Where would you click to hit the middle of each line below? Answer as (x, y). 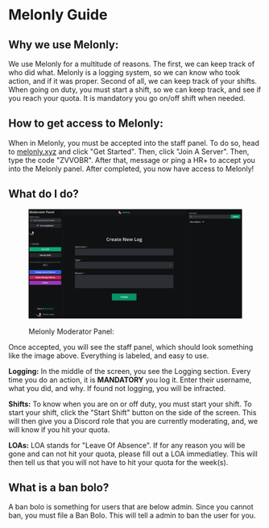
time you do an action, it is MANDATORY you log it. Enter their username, (130, 380)
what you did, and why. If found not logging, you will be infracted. (117, 388)
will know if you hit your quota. (59, 430)
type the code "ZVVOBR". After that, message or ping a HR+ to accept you (132, 160)
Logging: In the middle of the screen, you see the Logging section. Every (130, 371)
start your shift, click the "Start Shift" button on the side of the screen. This (132, 412)
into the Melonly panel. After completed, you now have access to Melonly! (131, 168)
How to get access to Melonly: (86, 124)
